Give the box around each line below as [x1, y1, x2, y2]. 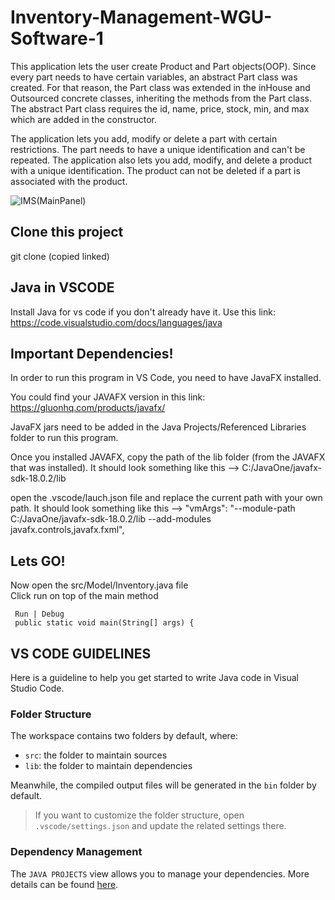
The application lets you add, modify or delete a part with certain [10, 132, 278, 145]
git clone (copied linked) [10, 250, 110, 262]
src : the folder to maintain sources [24, 749, 168, 761]
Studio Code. [10, 682, 65, 694]
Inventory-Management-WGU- [10, 6, 273, 29]
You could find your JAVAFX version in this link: [10, 391, 206, 403]
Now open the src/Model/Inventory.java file [10, 579, 189, 591]
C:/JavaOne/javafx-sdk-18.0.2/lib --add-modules [10, 513, 212, 525]
